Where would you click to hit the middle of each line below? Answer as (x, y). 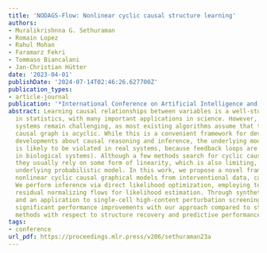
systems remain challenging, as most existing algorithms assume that (135, 126)
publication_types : (41, 89)
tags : (17, 222)
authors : (23, 23)
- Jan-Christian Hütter (48, 67)
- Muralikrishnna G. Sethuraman (62, 30)
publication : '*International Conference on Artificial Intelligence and (133, 104)
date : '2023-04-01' (41, 75)
